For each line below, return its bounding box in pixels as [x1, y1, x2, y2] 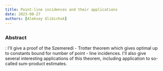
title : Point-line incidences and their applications [5, 7, 118, 12]
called [5, 61, 18, 67]
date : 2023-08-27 [5, 12, 41, 17]
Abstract [5, 34, 27, 41]
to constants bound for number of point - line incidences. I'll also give [5, 51, 146, 56]
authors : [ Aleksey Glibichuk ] [5, 16, 67, 21]
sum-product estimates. [18, 61, 67, 67]
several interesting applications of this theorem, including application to [5, 55, 150, 61]
